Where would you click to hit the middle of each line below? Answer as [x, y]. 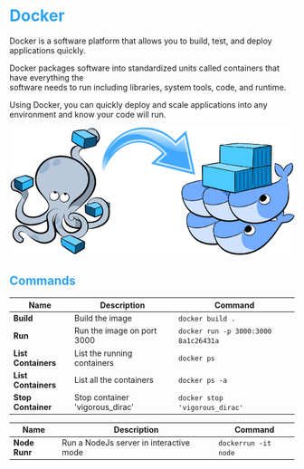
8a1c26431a [199, 341]
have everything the [47, 77]
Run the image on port [115, 330]
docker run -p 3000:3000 [225, 331]
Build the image [103, 319]
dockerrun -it [245, 444]
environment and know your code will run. [88, 114]
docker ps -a [203, 381]
